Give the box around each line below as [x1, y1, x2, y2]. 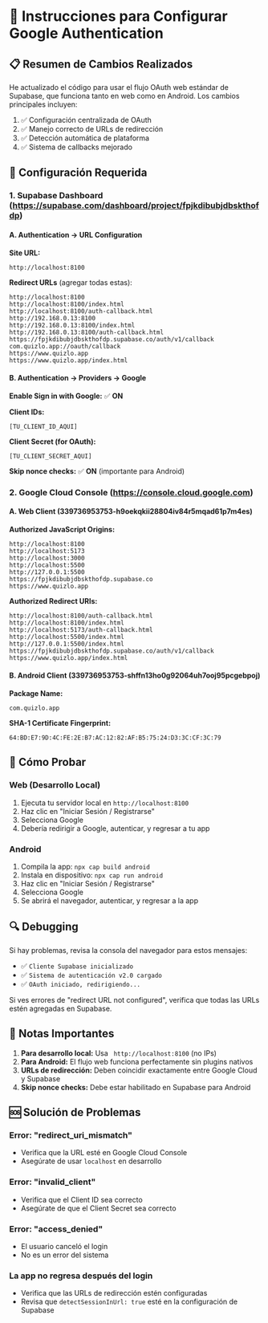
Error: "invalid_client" [9, 1176, 96, 1187]
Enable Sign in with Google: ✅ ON [9, 391, 124, 401]
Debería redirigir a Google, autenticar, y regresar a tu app [20, 823, 210, 833]
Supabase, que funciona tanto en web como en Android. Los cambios [9, 92, 240, 100]
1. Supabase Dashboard [9, 190, 104, 202]
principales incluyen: [9, 100, 78, 109]
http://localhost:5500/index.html [9, 633, 125, 641]
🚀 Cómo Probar [9, 755, 87, 769]
